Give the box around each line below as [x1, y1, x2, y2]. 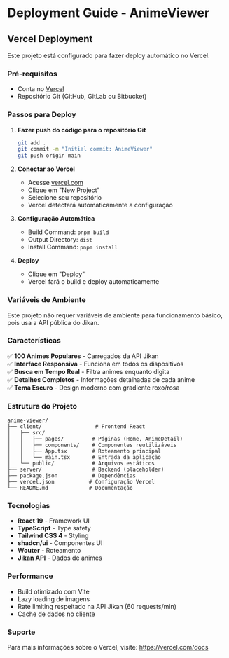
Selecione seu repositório [27, 193, 102, 202]
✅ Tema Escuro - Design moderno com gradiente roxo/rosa [7, 383, 180, 392]
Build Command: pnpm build [27, 228, 109, 236]
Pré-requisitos [7, 69, 57, 78]
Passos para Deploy [7, 110, 76, 120]
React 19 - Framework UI [17, 516, 90, 525]
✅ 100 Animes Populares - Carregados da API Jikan [7, 352, 159, 360]
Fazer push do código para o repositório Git [17, 125, 146, 134]
